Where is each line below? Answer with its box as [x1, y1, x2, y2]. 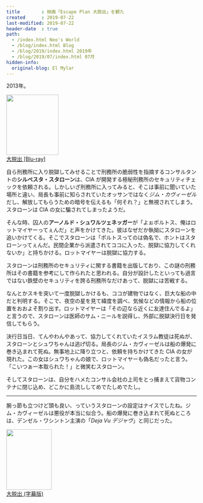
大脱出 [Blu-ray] [6, 155, 46, 163]
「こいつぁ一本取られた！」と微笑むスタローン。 [6, 363, 128, 370]
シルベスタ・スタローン [17, 176, 76, 183]
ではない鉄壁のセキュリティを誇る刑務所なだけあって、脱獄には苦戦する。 [6, 277, 191, 284]
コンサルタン [164, 168, 197, 176]
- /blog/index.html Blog [11, 43, 74, 49]
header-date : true [6, 25, 59, 32]
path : [6, 31, 20, 37]
